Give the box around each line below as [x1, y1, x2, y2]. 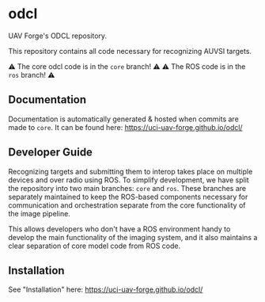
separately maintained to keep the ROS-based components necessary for [8, 192, 248, 201]
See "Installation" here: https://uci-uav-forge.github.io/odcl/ [8, 285, 203, 294]
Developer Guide [8, 146, 93, 159]
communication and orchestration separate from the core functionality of [8, 200, 246, 210]
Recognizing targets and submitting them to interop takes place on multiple [8, 166, 253, 176]
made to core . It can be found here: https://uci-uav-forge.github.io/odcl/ [8, 122, 243, 132]
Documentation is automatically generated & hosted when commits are [8, 114, 239, 124]
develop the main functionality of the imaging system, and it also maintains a [8, 232, 258, 242]
